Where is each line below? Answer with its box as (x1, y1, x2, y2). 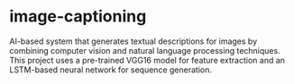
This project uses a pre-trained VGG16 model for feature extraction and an (9, 55, 286, 65)
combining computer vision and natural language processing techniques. (9, 45, 281, 55)
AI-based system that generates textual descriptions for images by (9, 36, 258, 46)
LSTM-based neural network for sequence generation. (9, 64, 212, 75)
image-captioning (9, 6, 147, 27)
